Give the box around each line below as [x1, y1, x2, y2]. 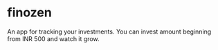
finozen [7, 5, 52, 21]
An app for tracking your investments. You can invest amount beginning [7, 27, 212, 36]
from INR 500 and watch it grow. [7, 34, 100, 42]
